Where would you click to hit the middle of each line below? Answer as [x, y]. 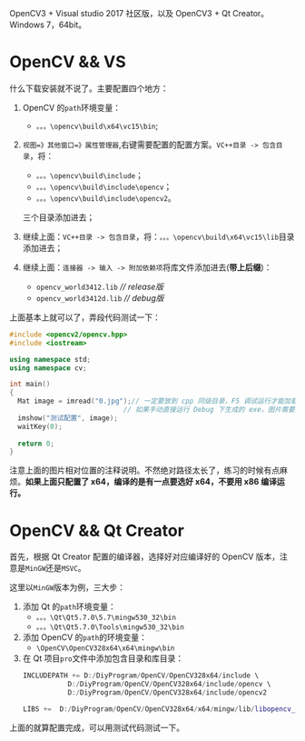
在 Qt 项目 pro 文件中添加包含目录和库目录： [103, 658]
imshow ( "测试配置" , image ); [68, 418]
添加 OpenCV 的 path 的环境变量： [84, 637]
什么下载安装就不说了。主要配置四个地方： [89, 88]
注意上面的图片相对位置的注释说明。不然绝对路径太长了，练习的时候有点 [144, 470]
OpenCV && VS [68, 62]
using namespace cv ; [49, 368]
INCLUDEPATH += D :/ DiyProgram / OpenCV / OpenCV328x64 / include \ [141, 676]
